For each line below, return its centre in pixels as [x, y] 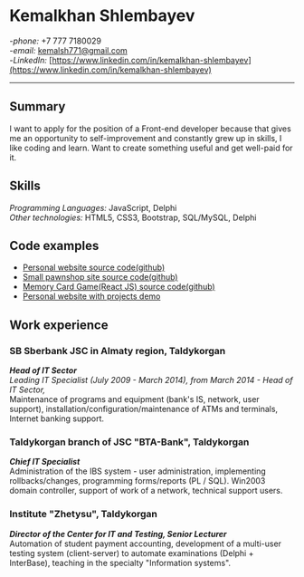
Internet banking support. [57, 418]
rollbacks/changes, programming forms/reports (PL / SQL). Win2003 [138, 481]
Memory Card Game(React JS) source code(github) [119, 287]
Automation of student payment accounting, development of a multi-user [146, 543]
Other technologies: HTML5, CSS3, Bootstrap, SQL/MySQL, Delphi [133, 217]
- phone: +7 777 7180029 [56, 41]
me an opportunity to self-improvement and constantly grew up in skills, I [146, 138]
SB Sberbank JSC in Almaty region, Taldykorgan [118, 351]
